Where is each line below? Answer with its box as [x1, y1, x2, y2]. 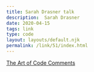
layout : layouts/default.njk [6, 37, 80, 43]
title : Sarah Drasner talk [6, 8, 75, 15]
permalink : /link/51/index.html [6, 43, 88, 49]
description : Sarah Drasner [6, 15, 80, 21]
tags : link [6, 25, 34, 32]
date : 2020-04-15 [6, 20, 50, 26]
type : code [6, 31, 34, 38]
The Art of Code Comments [6, 59, 76, 67]
